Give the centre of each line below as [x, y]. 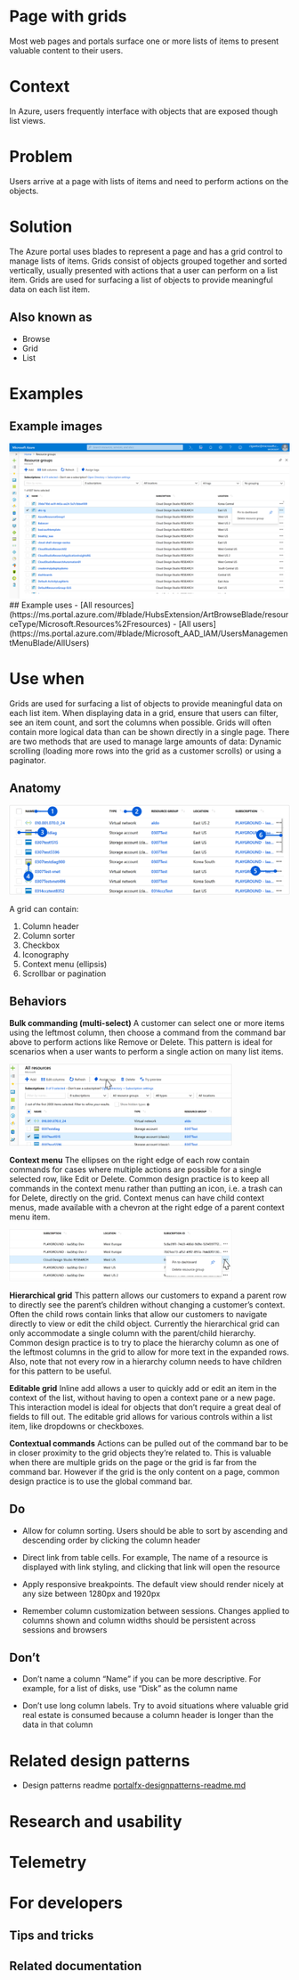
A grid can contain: [44, 909]
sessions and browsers [65, 1630]
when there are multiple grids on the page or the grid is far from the [133, 1462]
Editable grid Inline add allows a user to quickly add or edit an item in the [143, 1388]
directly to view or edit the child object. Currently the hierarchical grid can [145, 1324]
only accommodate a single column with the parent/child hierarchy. [133, 1332]
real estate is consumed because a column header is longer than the [148, 1715]
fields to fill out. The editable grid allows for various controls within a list [141, 1416]
